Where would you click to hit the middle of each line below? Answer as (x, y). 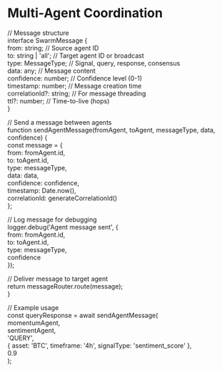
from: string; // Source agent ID (53, 48)
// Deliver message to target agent (58, 279)
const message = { (35, 145)
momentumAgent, (34, 323)
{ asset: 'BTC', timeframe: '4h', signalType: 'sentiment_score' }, (100, 345)
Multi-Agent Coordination (85, 13)
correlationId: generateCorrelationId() (62, 198)
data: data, (23, 175)
